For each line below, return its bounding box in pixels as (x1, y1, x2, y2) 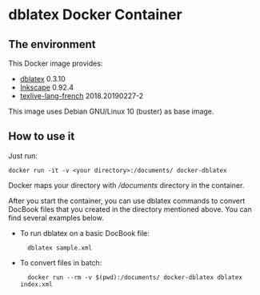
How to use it (8, 130, 75, 143)
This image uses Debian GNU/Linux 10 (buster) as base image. (8, 106, 214, 116)
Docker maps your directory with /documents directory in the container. (8, 180, 245, 189)
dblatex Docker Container (8, 6, 182, 24)
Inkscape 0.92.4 (19, 82, 74, 92)
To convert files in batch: (19, 257, 102, 267)
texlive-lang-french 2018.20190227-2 (19, 91, 144, 101)
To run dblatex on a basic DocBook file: (19, 228, 150, 237)
